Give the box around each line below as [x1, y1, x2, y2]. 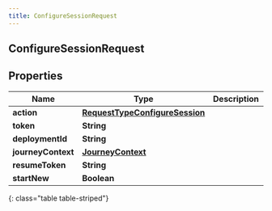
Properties [8, 70, 63, 83]
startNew [12, 172, 50, 184]
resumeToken [12, 159, 66, 171]
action [12, 107, 38, 118]
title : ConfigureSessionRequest [8, 11, 117, 20]
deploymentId [12, 133, 67, 144]
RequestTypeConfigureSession [82, 107, 206, 118]
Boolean [82, 172, 115, 184]
